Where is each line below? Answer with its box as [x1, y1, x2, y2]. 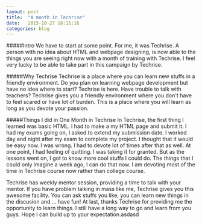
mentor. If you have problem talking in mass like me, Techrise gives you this [6, 186, 194, 193]
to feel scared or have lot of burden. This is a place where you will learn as [6, 98, 191, 106]
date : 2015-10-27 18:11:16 [6, 20, 80, 26]
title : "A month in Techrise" [6, 14, 85, 20]
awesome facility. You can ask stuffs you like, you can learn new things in [6, 192, 189, 199]
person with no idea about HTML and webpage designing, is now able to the [6, 49, 196, 56]
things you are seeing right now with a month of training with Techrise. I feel [6, 55, 195, 62]
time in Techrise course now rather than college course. [6, 168, 145, 175]
